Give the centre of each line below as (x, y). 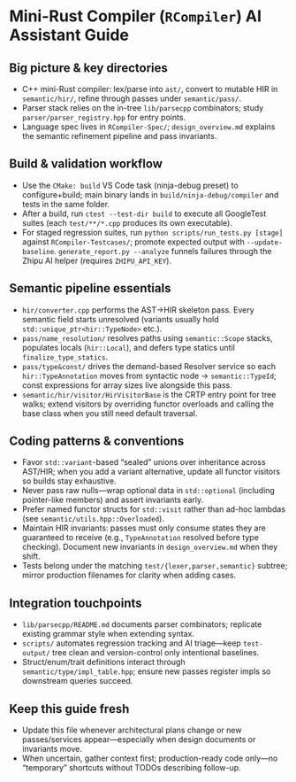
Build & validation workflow (86, 164)
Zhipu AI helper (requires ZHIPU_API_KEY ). (97, 260)
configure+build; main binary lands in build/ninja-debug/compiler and (150, 194)
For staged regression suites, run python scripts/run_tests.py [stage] (152, 232)
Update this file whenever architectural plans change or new (132, 730)
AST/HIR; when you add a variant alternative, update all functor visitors (151, 472)
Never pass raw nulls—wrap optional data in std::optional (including (148, 491)
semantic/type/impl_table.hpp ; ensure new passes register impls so (146, 671)
